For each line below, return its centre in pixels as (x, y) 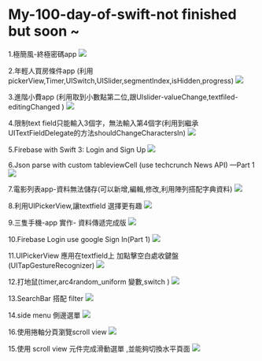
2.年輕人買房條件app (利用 (51, 71)
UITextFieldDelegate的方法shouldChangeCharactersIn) (97, 132)
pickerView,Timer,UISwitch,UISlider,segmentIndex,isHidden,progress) (121, 80)
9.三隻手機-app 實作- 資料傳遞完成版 (68, 222)
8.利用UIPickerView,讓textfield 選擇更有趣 (76, 206)
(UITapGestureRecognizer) (52, 265)
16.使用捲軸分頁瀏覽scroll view (58, 332)
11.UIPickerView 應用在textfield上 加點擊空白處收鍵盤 (94, 255)
